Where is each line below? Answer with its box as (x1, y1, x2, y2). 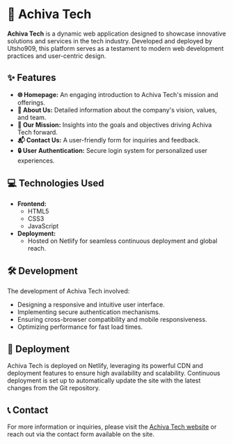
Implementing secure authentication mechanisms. (17, 308, 161, 316)
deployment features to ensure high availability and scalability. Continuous (7, 369, 220, 378)
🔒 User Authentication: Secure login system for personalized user (17, 146, 208, 154)
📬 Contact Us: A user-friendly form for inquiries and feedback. (17, 135, 200, 144)
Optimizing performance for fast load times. (17, 323, 143, 331)
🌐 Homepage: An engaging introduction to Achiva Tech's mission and (17, 90, 218, 98)
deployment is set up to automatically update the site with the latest (7, 376, 201, 385)
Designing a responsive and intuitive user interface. (17, 300, 166, 309)
